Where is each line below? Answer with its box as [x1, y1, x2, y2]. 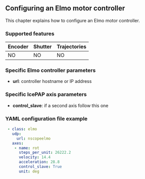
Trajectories [56, 43, 87, 50]
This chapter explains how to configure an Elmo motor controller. [5, 17, 140, 23]
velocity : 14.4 [18, 155, 51, 160]
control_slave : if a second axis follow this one [12, 102, 109, 108]
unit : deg [18, 169, 39, 174]
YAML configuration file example [5, 115, 88, 122]
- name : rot [14, 145, 39, 151]
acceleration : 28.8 [18, 159, 60, 165]
